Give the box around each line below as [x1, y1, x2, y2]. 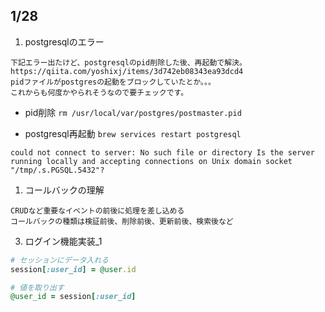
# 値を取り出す [10, 282, 65, 293]
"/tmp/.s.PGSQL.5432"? [10, 165, 105, 175]
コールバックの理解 [24, 184, 105, 196]
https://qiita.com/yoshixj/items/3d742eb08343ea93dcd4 [10, 66, 244, 76]
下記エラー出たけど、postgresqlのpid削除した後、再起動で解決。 [10, 57, 247, 68]
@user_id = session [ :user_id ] [10, 292, 137, 302]
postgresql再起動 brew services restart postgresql [24, 127, 242, 139]
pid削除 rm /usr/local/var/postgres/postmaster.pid [24, 106, 242, 118]
